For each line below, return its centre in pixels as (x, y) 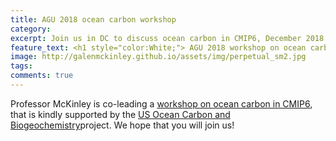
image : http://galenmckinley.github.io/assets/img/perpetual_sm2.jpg (158, 57)
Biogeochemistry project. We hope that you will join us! (122, 125)
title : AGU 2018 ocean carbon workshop (93, 19)
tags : (21, 66)
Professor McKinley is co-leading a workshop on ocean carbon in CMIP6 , (161, 103)
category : (31, 29)
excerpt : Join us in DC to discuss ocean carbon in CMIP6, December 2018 (167, 38)
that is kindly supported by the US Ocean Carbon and (120, 114)
